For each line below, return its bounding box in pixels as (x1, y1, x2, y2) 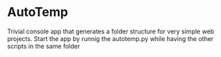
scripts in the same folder (7, 42, 81, 50)
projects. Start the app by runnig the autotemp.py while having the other (7, 34, 214, 42)
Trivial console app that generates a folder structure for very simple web (7, 27, 215, 35)
